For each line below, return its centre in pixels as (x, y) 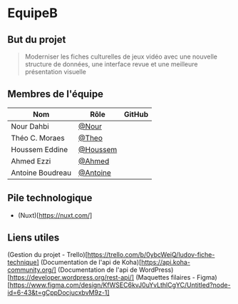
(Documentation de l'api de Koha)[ (91, 263)
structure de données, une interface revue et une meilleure (111, 64)
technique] (23, 263)
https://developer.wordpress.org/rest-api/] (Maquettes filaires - (103, 278)
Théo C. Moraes (38, 138)
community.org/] (32, 270)
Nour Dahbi (30, 126)
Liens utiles (33, 238)
